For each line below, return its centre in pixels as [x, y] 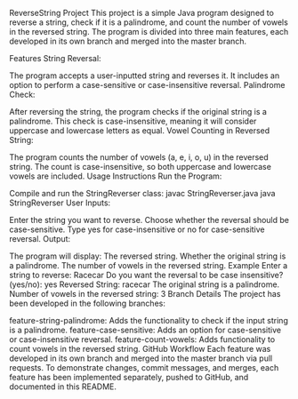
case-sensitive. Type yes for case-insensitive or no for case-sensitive [137, 229]
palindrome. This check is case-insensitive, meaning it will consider [133, 121]
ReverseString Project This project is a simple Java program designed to [141, 13]
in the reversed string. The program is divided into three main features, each [149, 32]
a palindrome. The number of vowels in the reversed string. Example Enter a [149, 265]
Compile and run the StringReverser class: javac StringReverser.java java [142, 193]
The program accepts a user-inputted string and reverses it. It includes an [145, 76]
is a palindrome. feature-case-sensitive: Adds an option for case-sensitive [145, 330]
